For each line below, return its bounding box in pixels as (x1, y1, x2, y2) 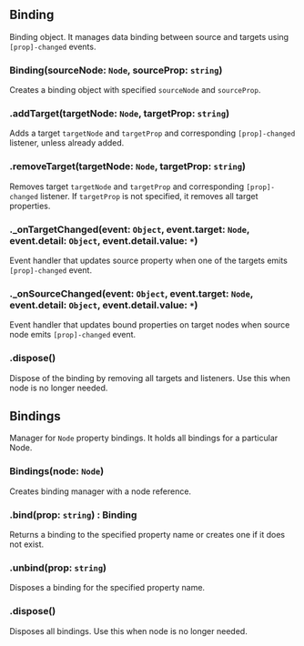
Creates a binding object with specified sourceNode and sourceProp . (9, 85, 261, 96)
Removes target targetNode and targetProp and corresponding (9, 181, 245, 192)
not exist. (9, 539, 45, 550)
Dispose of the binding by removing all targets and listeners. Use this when (9, 372, 291, 383)
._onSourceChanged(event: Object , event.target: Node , (9, 287, 253, 299)
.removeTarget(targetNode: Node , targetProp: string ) (9, 160, 246, 173)
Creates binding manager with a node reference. (9, 486, 192, 497)
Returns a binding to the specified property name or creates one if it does (9, 530, 286, 540)
